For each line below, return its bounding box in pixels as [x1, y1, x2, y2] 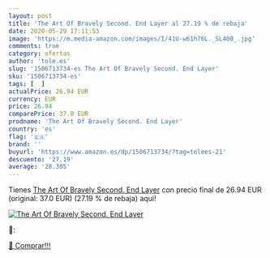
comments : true [8, 42, 60, 50]
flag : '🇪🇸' [8, 132, 49, 140]
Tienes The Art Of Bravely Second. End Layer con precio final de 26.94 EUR [8, 185, 262, 195]
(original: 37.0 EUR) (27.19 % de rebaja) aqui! [8, 194, 156, 204]
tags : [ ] [8, 80, 45, 88]
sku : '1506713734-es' [8, 72, 82, 80]
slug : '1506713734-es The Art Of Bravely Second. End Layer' [8, 65, 220, 73]
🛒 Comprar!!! [8, 241, 51, 251]
